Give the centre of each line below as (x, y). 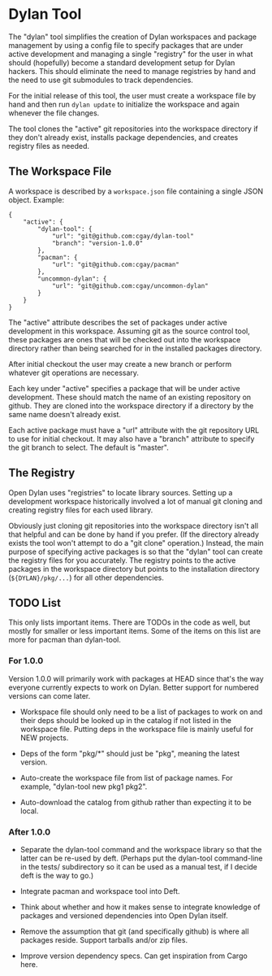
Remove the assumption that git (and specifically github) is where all (134, 931)
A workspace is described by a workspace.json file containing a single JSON (136, 191)
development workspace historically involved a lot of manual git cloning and (136, 501)
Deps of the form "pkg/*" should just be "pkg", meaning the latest (130, 753)
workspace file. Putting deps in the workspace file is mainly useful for (137, 729)
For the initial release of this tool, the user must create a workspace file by (132, 95)
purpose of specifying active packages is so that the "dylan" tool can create (136, 551)
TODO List (35, 603)
